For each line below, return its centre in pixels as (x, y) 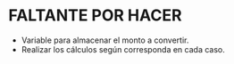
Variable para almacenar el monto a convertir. (105, 40)
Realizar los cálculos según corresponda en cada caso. (123, 49)
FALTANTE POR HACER (95, 16)
